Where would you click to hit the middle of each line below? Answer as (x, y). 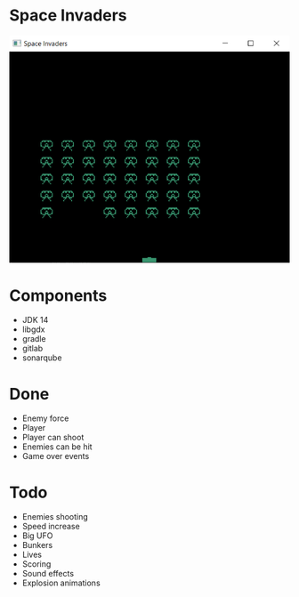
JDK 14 (35, 320)
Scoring (36, 564)
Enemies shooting (55, 517)
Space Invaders (68, 16)
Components (58, 295)
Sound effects (48, 574)
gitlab (32, 349)
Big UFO (37, 536)
